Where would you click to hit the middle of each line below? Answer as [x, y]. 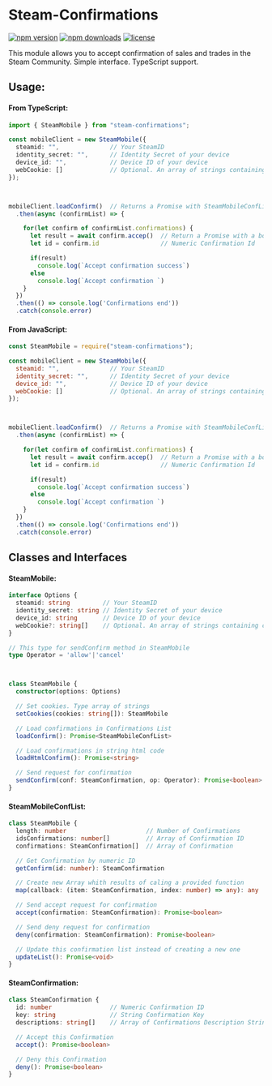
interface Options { [43, 595]
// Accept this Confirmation [65, 1037]
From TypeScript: [38, 108]
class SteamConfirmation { [54, 1000]
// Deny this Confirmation [61, 1059]
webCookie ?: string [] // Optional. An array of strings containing [137, 625]
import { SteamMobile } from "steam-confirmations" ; [99, 125]
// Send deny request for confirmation [83, 927]
